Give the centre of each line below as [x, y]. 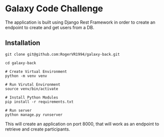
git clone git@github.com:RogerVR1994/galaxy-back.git [63, 54]
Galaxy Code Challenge [54, 9]
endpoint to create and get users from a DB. [50, 27]
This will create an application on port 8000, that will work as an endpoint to [82, 124]
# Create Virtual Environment [36, 71]
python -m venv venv [26, 76]
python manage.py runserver [34, 115]
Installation [23, 43]
